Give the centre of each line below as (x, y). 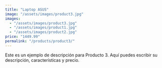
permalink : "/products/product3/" (40, 41)
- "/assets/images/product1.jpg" (43, 28)
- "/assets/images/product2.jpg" (43, 32)
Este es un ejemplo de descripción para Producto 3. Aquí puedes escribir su (81, 55)
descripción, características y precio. (42, 60)
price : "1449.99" (23, 37)
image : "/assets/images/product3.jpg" (44, 14)
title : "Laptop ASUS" (27, 9)
